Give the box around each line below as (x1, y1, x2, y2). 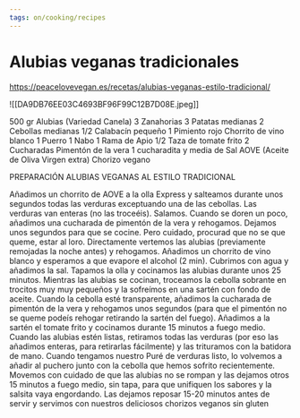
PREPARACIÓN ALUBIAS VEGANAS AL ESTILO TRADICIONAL (9, 171, 236, 182)
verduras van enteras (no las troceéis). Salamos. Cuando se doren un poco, (9, 208, 288, 218)
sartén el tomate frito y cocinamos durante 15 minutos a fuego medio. (9, 321, 266, 332)
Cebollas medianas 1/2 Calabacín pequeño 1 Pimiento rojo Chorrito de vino (9, 125, 285, 136)
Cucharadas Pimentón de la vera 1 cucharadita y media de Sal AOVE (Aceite (9, 144, 289, 155)
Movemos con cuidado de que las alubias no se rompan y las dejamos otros (9, 369, 289, 380)
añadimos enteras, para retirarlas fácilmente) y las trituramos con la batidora (9, 341, 292, 352)
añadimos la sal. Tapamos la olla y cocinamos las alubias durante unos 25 (9, 265, 282, 276)
